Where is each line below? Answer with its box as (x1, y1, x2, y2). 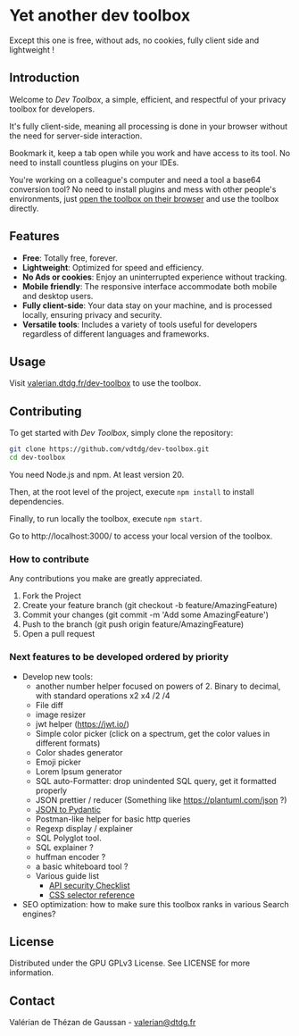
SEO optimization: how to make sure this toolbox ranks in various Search (21, 898, 289, 909)
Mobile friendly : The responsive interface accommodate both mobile (21, 280, 278, 291)
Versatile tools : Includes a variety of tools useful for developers (21, 319, 258, 330)
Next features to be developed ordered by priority (9, 651, 229, 664)
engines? (21, 908, 56, 919)
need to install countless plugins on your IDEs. (9, 157, 179, 168)
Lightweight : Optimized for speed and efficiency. (21, 262, 204, 272)
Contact (9, 993, 55, 1008)
